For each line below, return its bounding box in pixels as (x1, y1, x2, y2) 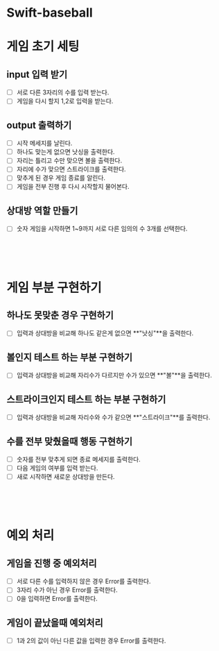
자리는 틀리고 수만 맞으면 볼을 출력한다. (16, 156, 123, 164)
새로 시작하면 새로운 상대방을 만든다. (16, 473, 115, 481)
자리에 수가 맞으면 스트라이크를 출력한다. (16, 165, 126, 174)
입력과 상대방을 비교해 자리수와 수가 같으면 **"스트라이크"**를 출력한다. (16, 413, 211, 421)
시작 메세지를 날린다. (16, 139, 73, 147)
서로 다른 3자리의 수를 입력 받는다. (16, 88, 109, 96)
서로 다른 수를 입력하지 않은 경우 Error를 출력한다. (16, 577, 151, 586)
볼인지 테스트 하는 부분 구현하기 (6, 351, 133, 363)
